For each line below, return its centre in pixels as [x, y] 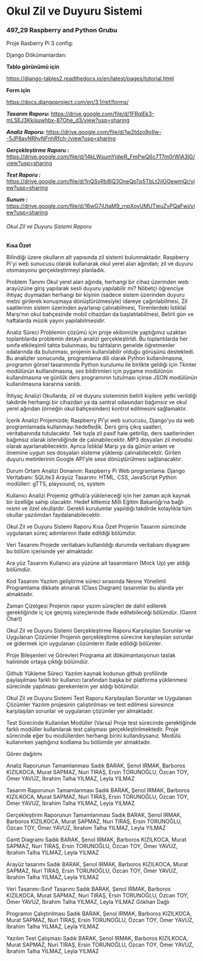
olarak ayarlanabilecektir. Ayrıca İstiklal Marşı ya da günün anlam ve [91, 446]
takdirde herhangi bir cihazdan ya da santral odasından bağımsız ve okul [97, 402]
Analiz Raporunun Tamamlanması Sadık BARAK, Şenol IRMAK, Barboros [96, 766]
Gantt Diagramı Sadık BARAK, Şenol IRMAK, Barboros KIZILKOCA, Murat [96, 840]
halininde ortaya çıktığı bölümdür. [48, 661]
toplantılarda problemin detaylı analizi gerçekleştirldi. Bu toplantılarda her [97, 339]
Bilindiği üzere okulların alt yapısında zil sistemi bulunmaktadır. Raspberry [98, 257]
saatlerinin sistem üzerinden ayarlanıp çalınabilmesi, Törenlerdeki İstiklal [96, 307]
